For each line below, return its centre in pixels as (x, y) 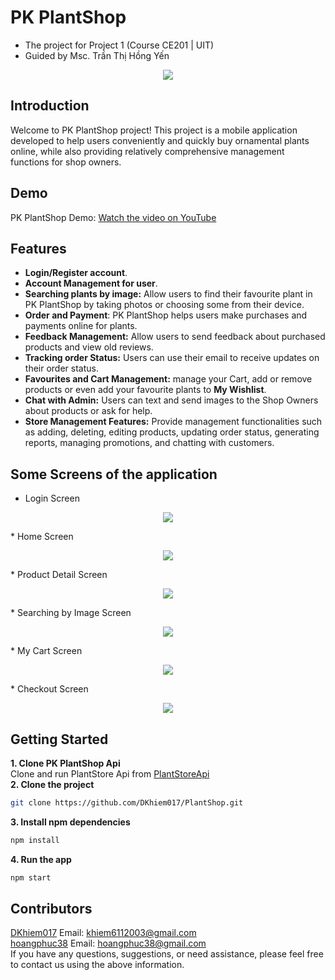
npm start (31, 877)
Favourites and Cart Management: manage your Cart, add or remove (168, 379)
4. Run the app (41, 859)
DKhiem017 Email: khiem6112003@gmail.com (103, 933)
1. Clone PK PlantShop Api (65, 763)
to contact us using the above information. (97, 965)
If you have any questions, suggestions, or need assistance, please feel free (167, 954)
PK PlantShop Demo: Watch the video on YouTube (113, 217)
